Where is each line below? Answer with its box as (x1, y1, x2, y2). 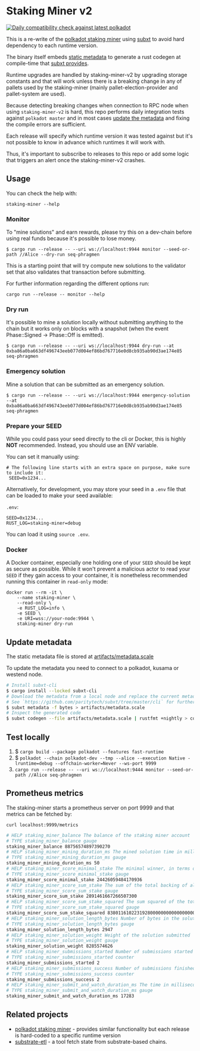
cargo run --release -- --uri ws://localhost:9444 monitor (14, 767, 165, 773)
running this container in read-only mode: (6, 578, 108, 585)
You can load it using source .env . (6, 531, 90, 538)
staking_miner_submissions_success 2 (6, 976, 100, 982)
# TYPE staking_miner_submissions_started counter (6, 954, 135, 960)
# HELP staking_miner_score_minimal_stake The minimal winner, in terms (6, 866, 190, 872)
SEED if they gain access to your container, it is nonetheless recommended (6, 572, 187, 579)
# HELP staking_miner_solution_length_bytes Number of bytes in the (6, 915, 180, 922)
